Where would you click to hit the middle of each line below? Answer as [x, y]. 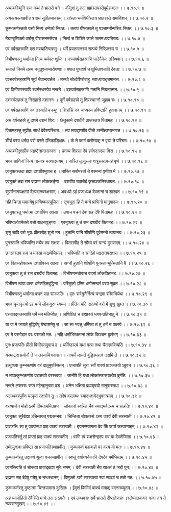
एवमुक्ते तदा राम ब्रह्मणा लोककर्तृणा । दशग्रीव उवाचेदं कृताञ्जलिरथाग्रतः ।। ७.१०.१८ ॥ [75, 181]
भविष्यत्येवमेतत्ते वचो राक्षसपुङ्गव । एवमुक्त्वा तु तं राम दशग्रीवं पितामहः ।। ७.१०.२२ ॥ [74, 222]
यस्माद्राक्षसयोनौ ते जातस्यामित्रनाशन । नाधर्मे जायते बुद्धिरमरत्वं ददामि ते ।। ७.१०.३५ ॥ [75, 355]
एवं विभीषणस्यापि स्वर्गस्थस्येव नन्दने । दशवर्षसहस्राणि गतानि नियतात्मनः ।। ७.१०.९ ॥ [75, 90]
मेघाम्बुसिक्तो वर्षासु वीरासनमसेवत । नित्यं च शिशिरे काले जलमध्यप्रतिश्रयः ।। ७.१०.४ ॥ [75, 39]
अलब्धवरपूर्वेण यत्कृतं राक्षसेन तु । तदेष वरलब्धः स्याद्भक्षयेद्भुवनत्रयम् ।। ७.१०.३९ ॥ [73, 396]
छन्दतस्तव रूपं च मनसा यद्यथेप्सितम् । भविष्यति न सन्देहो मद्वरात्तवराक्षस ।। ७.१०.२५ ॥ [76, 253]
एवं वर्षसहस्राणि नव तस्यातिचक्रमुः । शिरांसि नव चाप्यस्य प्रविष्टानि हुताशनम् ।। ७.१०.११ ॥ [78, 110]
